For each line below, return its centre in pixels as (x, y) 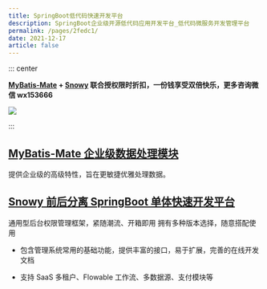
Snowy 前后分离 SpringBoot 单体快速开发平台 (121, 202)
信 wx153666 (31, 95)
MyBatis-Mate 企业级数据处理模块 (93, 153)
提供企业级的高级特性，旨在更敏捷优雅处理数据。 (89, 174)
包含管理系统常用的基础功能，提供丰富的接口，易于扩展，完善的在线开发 (139, 250)
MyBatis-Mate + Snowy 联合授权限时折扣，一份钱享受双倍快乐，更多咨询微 (133, 85)
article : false (34, 46)
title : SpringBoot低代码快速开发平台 (66, 16)
